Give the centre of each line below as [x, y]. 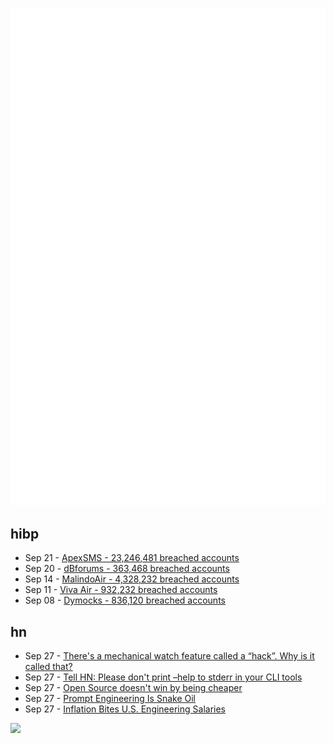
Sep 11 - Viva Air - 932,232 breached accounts [121, 590]
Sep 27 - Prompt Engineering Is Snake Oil [110, 699]
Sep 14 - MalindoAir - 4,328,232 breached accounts [132, 579]
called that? [48, 667]
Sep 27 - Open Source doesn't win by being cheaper [133, 688]
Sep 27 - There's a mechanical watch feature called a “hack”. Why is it [169, 656]
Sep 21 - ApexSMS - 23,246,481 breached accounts [132, 558]
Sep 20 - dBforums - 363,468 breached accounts [127, 569]
